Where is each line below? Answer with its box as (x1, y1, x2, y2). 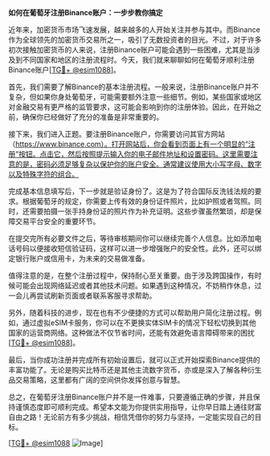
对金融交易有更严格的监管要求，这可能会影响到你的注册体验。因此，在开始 (8, 102, 255, 112)
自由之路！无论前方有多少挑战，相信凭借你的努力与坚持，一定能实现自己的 (8, 413, 255, 421)
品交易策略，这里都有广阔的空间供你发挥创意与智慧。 (8, 375, 185, 385)
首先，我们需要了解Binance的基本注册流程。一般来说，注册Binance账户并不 (8, 82, 260, 92)
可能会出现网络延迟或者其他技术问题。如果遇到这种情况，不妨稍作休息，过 (14, 281, 262, 290)
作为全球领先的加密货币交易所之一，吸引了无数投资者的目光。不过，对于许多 (8, 35, 262, 44)
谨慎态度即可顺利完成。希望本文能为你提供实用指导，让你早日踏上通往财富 (14, 402, 262, 412)
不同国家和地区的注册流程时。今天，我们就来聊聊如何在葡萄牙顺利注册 (22, 55, 255, 64)
